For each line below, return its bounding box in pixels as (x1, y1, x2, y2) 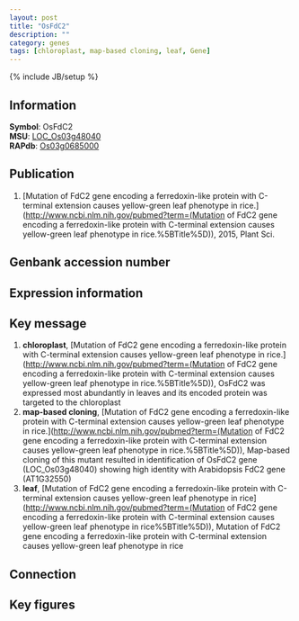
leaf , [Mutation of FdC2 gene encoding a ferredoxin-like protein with (22, 483, 277, 494)
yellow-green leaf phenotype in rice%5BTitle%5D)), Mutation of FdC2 (22, 521, 281, 532)
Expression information (9, 285, 144, 301)
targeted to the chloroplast (22, 397, 121, 408)
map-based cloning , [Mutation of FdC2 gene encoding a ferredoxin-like (22, 407, 290, 418)
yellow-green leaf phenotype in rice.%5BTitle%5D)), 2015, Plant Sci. (22, 229, 276, 239)
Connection (9, 566, 76, 581)
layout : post (9, 13, 58, 22)
